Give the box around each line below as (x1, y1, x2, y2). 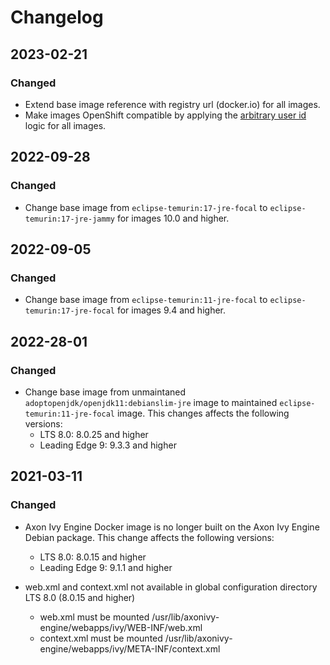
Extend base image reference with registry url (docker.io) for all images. (24, 98, 321, 110)
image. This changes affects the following (116, 407, 290, 419)
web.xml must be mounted (39, 611, 150, 623)
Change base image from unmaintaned (24, 386, 187, 398)
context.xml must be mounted (39, 632, 163, 644)
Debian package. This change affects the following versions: (24, 531, 275, 543)
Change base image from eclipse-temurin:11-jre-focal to (24, 294, 268, 306)
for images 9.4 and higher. (116, 304, 226, 316)
